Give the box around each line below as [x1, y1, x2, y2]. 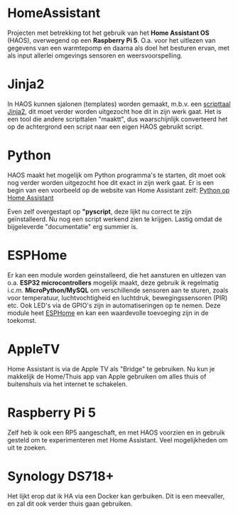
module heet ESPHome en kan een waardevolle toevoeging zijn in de [7, 308, 209, 317]
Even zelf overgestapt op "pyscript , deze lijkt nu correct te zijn [7, 207, 192, 216]
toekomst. [7, 316, 37, 324]
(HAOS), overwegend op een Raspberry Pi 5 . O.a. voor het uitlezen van [7, 36, 216, 44]
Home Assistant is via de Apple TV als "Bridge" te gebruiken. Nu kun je [7, 364, 215, 373]
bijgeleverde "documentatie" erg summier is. [7, 222, 139, 230]
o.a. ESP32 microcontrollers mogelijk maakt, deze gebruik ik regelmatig [7, 278, 219, 287]
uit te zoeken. [7, 443, 48, 452]
